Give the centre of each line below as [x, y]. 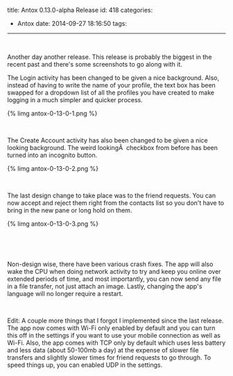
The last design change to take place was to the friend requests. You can [112, 195]
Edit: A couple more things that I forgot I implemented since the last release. [115, 320]
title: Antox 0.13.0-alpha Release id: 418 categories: [80, 10]
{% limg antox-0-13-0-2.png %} [53, 169]
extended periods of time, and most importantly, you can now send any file [114, 279]
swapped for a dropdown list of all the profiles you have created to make [111, 92]
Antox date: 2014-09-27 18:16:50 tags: [72, 23]
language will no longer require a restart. [65, 294]
